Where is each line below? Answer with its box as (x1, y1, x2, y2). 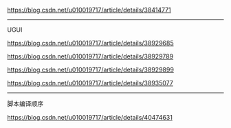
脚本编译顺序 (7, 100, 43, 107)
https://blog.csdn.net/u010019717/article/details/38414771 (7, 6, 171, 14)
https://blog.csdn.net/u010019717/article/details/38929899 (7, 65, 174, 74)
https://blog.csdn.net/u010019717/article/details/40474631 (7, 114, 173, 121)
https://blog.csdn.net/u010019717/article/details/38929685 (7, 39, 174, 47)
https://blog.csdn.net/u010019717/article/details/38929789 (7, 52, 174, 61)
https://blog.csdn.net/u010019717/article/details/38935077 (7, 79, 173, 87)
